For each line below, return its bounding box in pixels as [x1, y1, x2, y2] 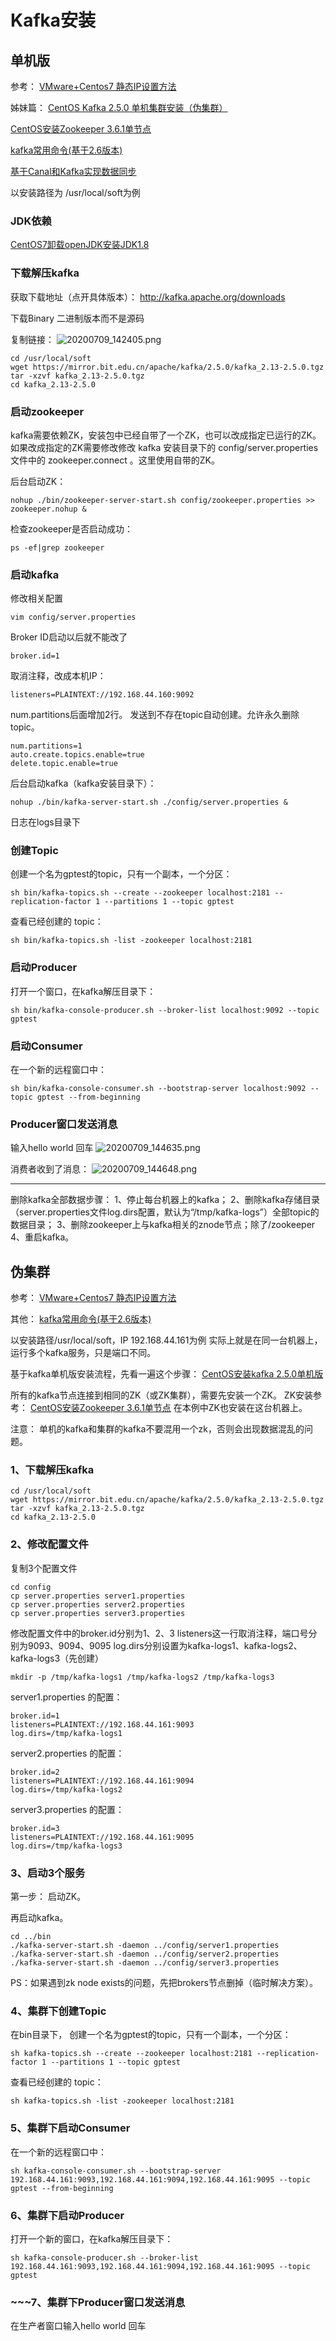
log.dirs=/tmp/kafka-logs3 [10, 1841, 123, 1851]
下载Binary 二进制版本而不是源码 [10, 312, 145, 324]
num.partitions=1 [10, 741, 83, 751]
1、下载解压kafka [10, 1463, 95, 1477]
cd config [10, 1582, 52, 1592]
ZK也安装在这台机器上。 [208, 1402, 308, 1414]
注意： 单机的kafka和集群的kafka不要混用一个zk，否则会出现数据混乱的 [10, 1423, 305, 1435]
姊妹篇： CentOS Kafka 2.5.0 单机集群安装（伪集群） [10, 102, 228, 113]
